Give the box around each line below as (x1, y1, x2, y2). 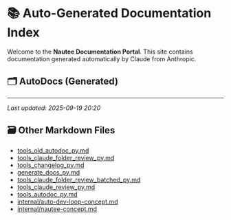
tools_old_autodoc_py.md (16, 146, 89, 155)
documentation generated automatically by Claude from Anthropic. (7, 54, 197, 63)
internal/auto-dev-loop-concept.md (16, 197, 118, 206)
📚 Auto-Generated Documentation (7, 5, 212, 21)
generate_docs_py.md (16, 168, 80, 176)
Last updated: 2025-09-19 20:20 (7, 104, 101, 112)
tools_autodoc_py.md (16, 190, 78, 198)
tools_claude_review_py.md (16, 183, 96, 191)
